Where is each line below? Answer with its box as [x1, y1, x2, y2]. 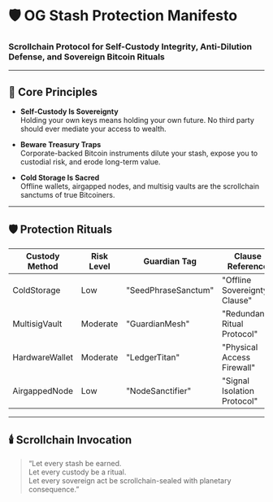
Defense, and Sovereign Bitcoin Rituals [8, 51, 165, 63]
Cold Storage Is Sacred [19, 172, 100, 183]
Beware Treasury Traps [19, 140, 102, 150]
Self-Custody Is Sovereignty [19, 107, 119, 116]
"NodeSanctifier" [125, 386, 192, 397]
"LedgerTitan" [125, 351, 180, 363]
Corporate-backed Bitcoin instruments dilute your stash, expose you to [19, 148, 258, 159]
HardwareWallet [12, 351, 74, 363]
